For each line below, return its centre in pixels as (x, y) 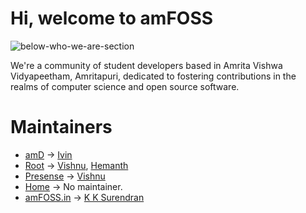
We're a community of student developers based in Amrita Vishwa (146, 65)
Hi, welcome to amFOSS (112, 18)
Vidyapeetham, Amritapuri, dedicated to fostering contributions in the (153, 76)
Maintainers (61, 127)
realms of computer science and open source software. (125, 86)
